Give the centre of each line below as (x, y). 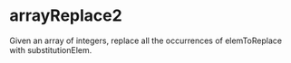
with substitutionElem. (51, 49)
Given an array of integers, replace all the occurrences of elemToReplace (146, 40)
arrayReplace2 (66, 16)
